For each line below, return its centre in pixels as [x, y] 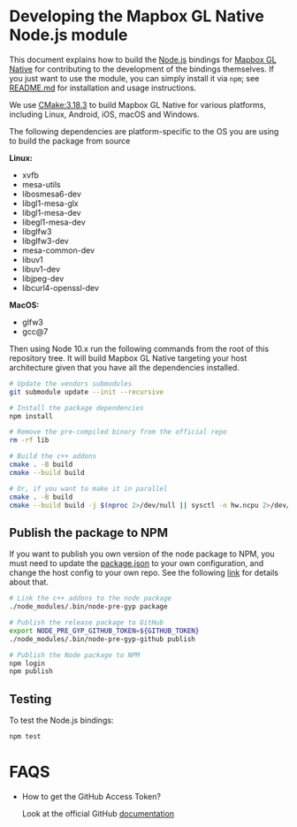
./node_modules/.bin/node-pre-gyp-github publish [103, 639]
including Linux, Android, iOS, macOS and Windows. [104, 114]
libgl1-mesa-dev [51, 212]
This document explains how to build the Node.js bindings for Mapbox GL [143, 59]
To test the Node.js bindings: [61, 720]
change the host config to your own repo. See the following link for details [144, 573]
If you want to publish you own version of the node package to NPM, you [142, 554]
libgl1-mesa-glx [50, 203]
